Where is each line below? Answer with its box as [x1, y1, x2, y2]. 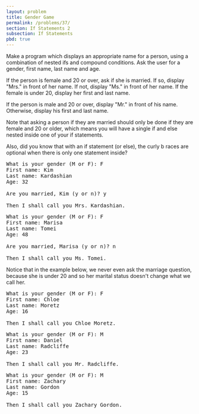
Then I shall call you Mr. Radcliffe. [6, 361, 119, 367]
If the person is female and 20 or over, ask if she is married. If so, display [6, 77, 185, 84]
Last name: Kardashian [6, 173, 72, 179]
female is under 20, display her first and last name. [6, 90, 131, 96]
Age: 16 [6, 308, 29, 315]
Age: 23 [6, 349, 29, 355]
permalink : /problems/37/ [6, 20, 70, 26]
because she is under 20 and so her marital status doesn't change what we [6, 273, 191, 279]
